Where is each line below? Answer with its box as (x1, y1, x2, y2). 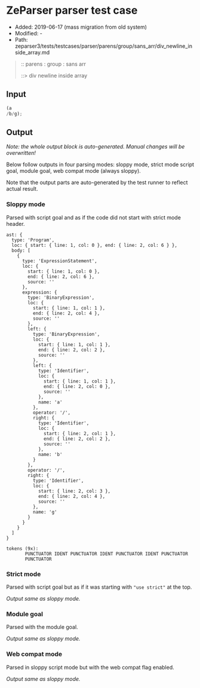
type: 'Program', (11, 237, 55, 243)
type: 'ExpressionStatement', (21, 258, 97, 264)
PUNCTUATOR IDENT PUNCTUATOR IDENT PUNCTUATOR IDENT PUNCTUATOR (24, 551, 188, 556)
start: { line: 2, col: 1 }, (44, 430, 116, 436)
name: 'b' (38, 451, 63, 457)
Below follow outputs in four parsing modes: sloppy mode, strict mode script (6, 161, 195, 168)
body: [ (11, 247, 31, 253)
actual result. (6, 185, 38, 192)
